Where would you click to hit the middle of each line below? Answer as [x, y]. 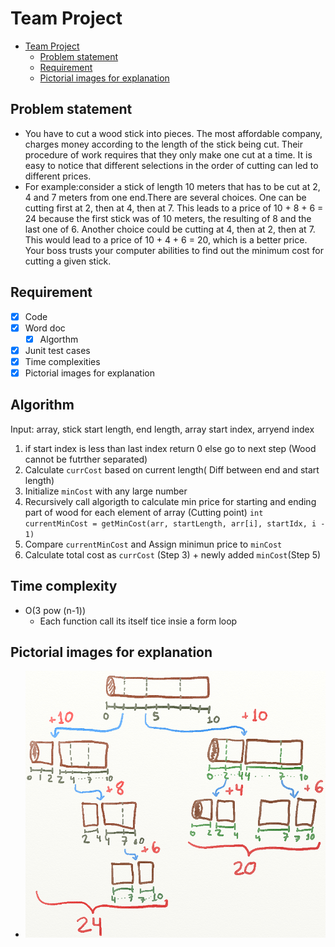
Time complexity [64, 586]
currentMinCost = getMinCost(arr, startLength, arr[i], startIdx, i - [175, 523]
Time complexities [62, 361]
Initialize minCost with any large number [106, 491]
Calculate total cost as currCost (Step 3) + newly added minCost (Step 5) [173, 554]
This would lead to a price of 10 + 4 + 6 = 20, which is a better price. [166, 239]
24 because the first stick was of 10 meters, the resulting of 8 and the [168, 218]
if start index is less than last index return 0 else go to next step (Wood [170, 448]
